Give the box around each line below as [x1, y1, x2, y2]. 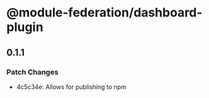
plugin [6, 19, 44, 35]
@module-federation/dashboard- [6, 5, 203, 21]
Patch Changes [6, 67, 59, 77]
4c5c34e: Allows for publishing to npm [16, 82, 126, 90]
